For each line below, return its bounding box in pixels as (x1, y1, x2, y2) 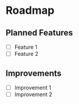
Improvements (5, 68, 62, 78)
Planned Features (5, 28, 74, 38)
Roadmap (5, 4, 55, 17)
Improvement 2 (14, 91, 52, 98)
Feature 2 (14, 50, 39, 58)
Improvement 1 (14, 84, 52, 91)
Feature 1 (14, 43, 37, 50)
